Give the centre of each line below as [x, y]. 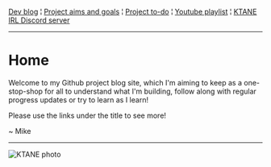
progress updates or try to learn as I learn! [79, 99]
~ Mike [20, 131]
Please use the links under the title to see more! [88, 115]
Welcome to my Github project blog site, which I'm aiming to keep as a [125, 82]
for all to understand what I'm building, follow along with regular [150, 91]
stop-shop [25, 91]
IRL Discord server [39, 20]
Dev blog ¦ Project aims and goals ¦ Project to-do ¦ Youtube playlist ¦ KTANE [133, 12]
